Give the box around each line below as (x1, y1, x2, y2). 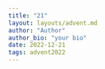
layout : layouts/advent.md (8, 19, 98, 27)
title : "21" (8, 11, 48, 20)
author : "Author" (8, 26, 66, 34)
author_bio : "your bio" (8, 33, 87, 42)
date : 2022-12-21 (8, 41, 66, 49)
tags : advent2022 (8, 48, 66, 56)
